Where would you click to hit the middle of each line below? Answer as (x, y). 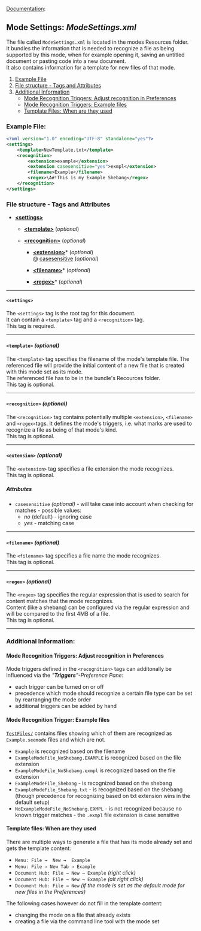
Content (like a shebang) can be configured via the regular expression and (98, 607)
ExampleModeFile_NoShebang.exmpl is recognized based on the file (95, 770)
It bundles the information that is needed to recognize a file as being (90, 48)
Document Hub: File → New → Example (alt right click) (79, 879)
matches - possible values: (48, 510)
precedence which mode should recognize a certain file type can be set (103, 693)
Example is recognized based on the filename (70, 751)
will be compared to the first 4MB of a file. (58, 614)
